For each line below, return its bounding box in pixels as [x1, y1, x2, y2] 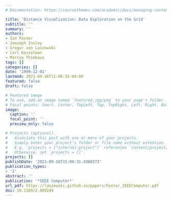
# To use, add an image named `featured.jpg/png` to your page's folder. [5, 97, 166, 103]
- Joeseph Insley [5, 41, 42, 46]
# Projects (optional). [5, 131, 56, 136]
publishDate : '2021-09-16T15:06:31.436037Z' [5, 159, 102, 165]
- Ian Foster [5, 36, 33, 41]
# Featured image [5, 93, 42, 98]
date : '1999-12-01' [5, 69, 47, 74]
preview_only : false [10, 122, 54, 127]
